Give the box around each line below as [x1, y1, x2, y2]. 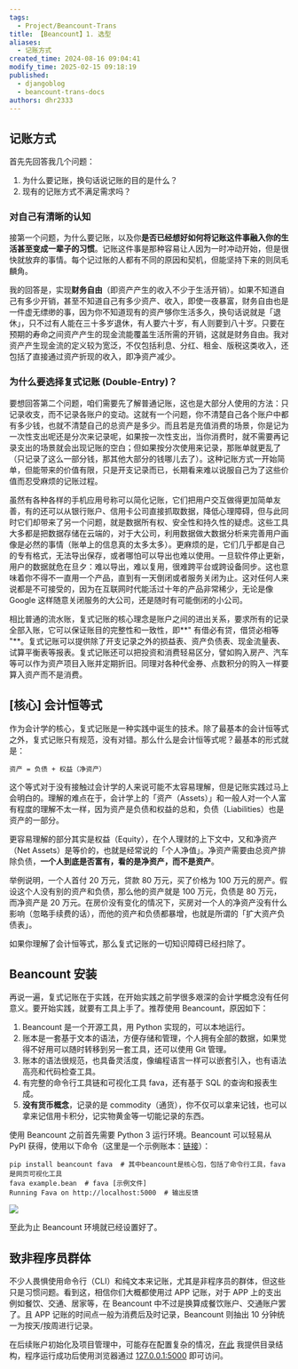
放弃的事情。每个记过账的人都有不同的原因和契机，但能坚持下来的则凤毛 [24, 254, 289, 265]
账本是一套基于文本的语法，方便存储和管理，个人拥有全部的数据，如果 [21, 1033, 279, 1043]
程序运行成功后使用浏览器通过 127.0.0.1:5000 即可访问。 [24, 1350, 228, 1361]
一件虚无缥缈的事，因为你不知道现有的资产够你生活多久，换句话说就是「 [9, 307, 273, 318]
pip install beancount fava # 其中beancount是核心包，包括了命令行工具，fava [9, 1160, 286, 1170]
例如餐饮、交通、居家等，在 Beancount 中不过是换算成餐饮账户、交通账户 [9, 1298, 278, 1309]
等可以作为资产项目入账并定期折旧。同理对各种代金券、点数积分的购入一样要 [9, 657, 289, 668]
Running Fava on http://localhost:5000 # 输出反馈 [9, 1188, 200, 1197]
